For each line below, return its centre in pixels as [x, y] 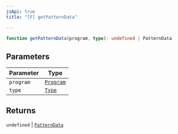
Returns [21, 110]
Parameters [28, 56]
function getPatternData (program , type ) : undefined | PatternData [89, 38]
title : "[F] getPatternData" [42, 17]
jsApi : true [21, 11]
